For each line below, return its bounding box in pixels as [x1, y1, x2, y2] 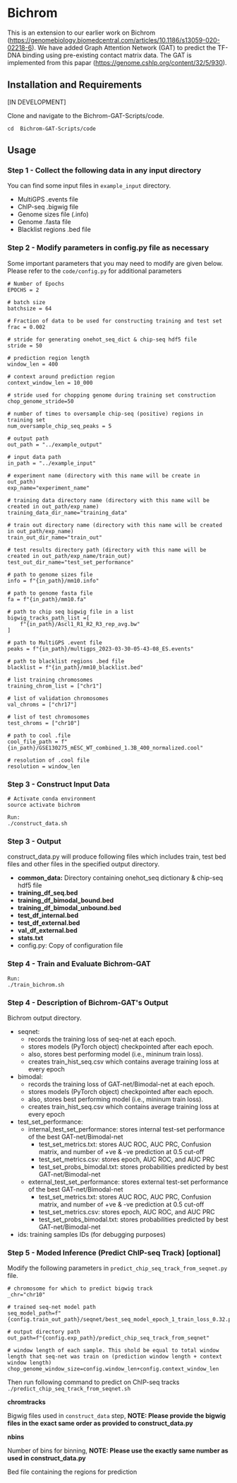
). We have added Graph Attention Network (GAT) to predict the [31, 43, 217, 52]
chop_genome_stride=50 [7, 397, 74, 405]
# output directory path [7, 1328, 80, 1336]
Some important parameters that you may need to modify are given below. [7, 259, 224, 267]
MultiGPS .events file [17, 195, 79, 204]
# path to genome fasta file [7, 589, 93, 597]
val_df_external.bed [17, 926, 78, 935]
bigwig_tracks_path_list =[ [7, 614, 90, 622]
